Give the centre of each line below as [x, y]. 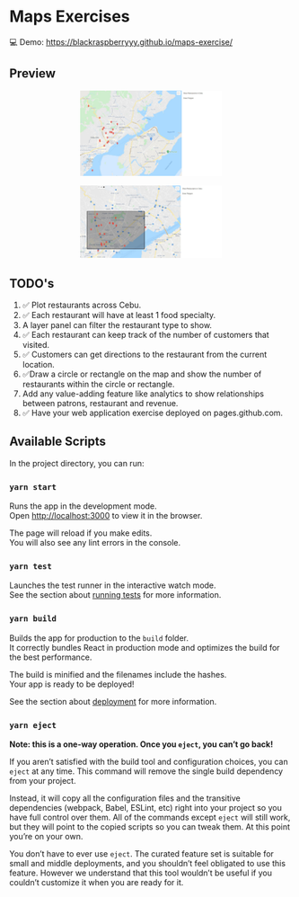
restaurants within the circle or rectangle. [98, 385]
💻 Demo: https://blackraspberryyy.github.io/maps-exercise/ [121, 41]
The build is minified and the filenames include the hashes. [118, 674]
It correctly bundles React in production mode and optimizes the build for [145, 647]
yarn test [31, 567]
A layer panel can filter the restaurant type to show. [117, 325]
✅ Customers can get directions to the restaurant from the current [145, 355]
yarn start [33, 487]
